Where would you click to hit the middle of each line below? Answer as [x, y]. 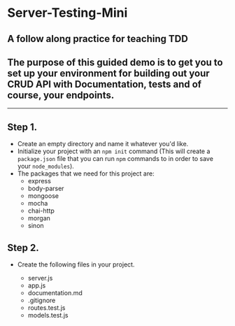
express [39, 181]
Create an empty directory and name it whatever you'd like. [103, 144]
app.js [37, 285]
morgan [39, 218]
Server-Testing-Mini [67, 13]
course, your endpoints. [61, 95]
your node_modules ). [46, 166]
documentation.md [55, 293]
